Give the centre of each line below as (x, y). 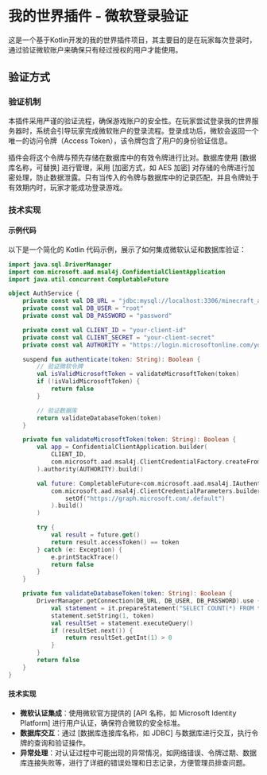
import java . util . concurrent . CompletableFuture (89, 279)
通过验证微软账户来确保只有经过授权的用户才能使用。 (95, 49)
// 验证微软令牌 (60, 366)
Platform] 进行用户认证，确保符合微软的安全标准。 (102, 723)
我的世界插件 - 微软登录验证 (99, 16)
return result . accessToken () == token (115, 542)
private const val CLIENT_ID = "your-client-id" (104, 330)
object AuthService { (44, 294)
